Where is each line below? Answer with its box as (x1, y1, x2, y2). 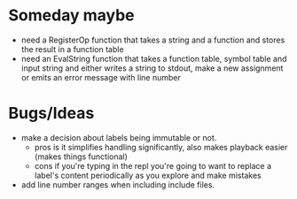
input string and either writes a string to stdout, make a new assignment (20, 63, 284, 73)
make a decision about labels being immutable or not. (20, 132, 217, 142)
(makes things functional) (34, 151, 128, 162)
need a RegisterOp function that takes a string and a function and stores (20, 34, 285, 45)
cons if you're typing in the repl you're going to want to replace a (34, 160, 272, 171)
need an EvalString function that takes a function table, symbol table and (20, 53, 287, 64)
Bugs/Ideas (8, 103, 95, 124)
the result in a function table (20, 43, 125, 54)
